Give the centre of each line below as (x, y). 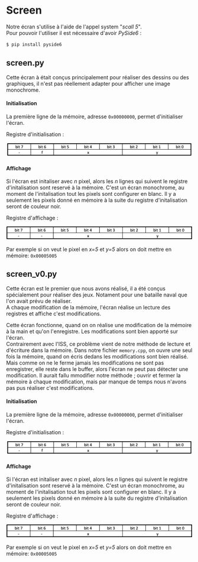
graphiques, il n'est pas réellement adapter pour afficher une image (88, 83)
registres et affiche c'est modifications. (54, 314)
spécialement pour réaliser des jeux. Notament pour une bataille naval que (97, 295)
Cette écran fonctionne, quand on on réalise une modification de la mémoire (99, 325)
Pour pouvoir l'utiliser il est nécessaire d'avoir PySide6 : (74, 33)
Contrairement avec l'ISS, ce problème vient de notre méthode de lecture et (98, 344)
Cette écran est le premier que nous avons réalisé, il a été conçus (86, 288)
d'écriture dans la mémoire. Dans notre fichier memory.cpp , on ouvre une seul (99, 350)
